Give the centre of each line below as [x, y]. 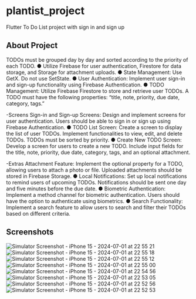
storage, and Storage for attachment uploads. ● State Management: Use [94, 72]
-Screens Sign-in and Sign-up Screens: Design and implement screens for [96, 115]
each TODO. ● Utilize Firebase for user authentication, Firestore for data [94, 66]
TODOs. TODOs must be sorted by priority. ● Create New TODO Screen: [94, 140]
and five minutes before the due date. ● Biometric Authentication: [86, 189]
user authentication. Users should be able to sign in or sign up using [89, 121]
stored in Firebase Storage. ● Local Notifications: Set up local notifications [97, 176]
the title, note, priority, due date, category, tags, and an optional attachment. [98, 152]
